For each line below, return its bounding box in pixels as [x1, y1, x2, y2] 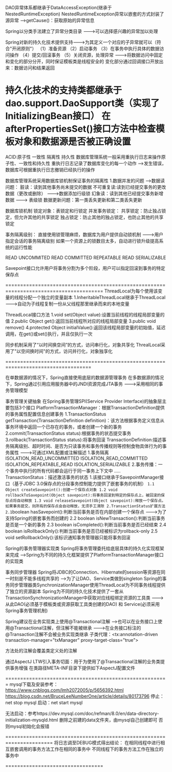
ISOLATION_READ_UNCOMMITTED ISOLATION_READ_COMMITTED [5, 455, 148, 461]
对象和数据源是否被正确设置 [14, 136, 132, 148]
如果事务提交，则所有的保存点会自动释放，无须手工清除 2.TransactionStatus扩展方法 [5, 503, 165, 509]
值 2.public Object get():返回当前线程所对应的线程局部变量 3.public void [5, 318, 156, 324]
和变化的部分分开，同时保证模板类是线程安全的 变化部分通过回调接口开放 [5, 58, 159, 64]
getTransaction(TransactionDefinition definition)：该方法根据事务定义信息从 [5, 417, 165, 423]
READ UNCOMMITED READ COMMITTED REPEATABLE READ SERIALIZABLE [5, 254, 166, 261]
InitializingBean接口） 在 [5, 110, 111, 122]
